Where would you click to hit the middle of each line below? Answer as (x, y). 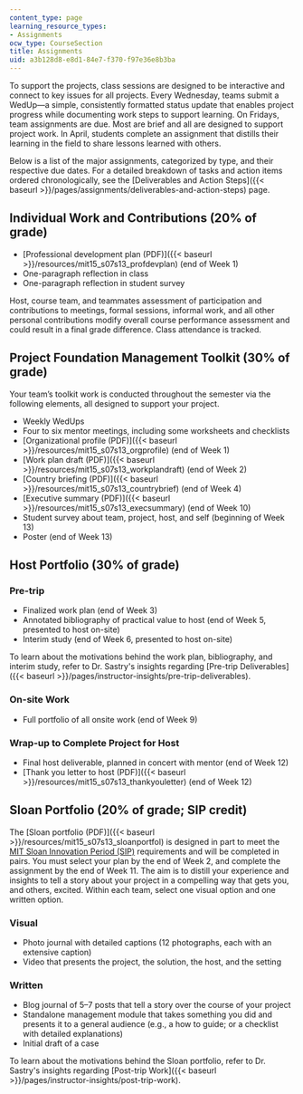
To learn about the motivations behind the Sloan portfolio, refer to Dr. (138, 1061)
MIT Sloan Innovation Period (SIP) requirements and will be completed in (145, 851)
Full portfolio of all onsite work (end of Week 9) (110, 719)
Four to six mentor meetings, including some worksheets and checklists (156, 430)
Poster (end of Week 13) (67, 536)
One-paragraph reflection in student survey (104, 283)
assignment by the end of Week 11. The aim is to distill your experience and (149, 870)
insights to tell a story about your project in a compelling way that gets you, (149, 880)
